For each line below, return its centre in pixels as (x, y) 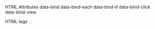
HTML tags (16, 22)
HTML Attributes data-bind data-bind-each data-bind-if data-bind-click (78, 7)
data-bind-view (21, 12)
